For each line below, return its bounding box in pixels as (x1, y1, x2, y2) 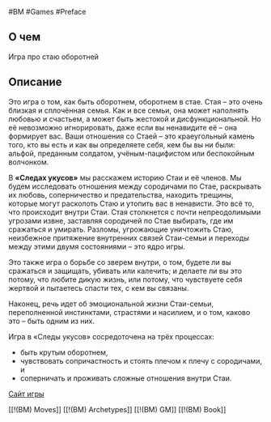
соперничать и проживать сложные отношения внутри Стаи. (19, 373, 232, 383)
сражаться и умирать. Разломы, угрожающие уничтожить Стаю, (8, 224, 234, 234)
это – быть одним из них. (8, 316, 95, 326)
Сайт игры (8, 389, 44, 399)
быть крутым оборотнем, (19, 347, 108, 357)
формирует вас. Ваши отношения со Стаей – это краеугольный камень (8, 131, 255, 141)
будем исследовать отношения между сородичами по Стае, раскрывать (8, 181, 261, 191)
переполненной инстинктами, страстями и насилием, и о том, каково (8, 307, 251, 317)
